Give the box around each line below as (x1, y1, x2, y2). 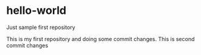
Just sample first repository (6, 24, 76, 31)
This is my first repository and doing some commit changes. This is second (6, 35, 195, 42)
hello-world (6, 4, 67, 18)
